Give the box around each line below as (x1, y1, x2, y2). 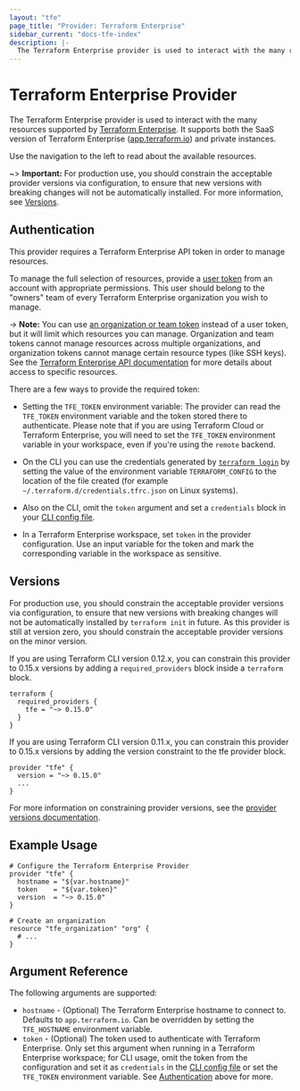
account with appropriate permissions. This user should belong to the (9, 283, 265, 293)
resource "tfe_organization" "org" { (9, 924, 150, 933)
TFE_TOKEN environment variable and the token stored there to (21, 410, 248, 421)
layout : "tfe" (9, 13, 62, 22)
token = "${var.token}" (17, 884, 118, 894)
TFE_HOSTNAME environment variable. (21, 1024, 154, 1035)
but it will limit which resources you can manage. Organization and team (9, 328, 274, 339)
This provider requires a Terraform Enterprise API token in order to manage (9, 246, 286, 257)
